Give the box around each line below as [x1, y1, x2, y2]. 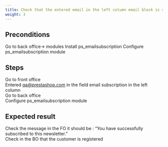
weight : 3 [5, 12, 26, 17]
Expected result [5, 112, 56, 121]
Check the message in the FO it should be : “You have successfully [5, 125, 143, 131]
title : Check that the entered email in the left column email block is [5, 7, 160, 12]
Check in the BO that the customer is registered [5, 136, 103, 142]
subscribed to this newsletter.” [5, 131, 68, 137]
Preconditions [5, 30, 50, 39]
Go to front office [5, 77, 41, 83]
